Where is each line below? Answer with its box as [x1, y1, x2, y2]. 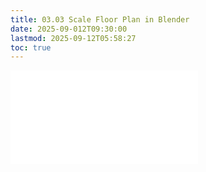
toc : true [10, 42, 52, 53]
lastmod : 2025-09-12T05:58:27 [10, 33, 137, 43]
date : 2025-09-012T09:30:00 [10, 24, 128, 34]
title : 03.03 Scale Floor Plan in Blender [10, 14, 190, 25]
